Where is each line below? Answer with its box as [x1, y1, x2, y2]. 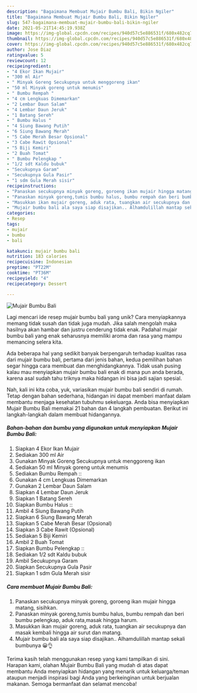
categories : [6, 210, 36, 216]
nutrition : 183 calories [6, 253, 67, 260]
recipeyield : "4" [6, 275, 49, 281]
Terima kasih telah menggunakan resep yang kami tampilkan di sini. [6, 655, 170, 663]
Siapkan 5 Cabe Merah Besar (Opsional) [15, 520, 112, 527]
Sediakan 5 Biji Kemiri [15, 532, 68, 539]
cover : [6, 42, 23, 47]
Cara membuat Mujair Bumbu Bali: [6, 583, 93, 590]
